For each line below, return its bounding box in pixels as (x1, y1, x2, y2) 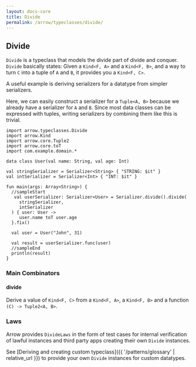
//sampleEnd (11, 245, 41, 251)
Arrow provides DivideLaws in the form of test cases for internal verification (6, 331, 187, 338)
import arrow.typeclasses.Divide (6, 128, 88, 134)
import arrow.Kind (6, 133, 51, 139)
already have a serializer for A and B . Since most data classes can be (6, 104, 171, 111)
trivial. (6, 116, 21, 123)
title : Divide (6, 14, 41, 20)
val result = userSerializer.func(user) (11, 240, 111, 246)
